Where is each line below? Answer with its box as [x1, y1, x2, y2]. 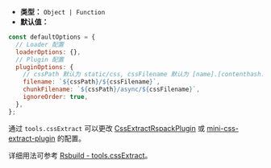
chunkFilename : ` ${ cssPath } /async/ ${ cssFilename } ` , [23, 85, 200, 94]
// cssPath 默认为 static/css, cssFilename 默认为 [23, 71, 190, 79]
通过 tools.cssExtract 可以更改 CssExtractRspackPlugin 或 [8, 123, 206, 133]
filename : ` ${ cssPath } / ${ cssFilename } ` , [23, 78, 161, 86]
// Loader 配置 [15, 40, 65, 48]
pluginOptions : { [15, 63, 74, 71]
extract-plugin [8, 133, 56, 143]
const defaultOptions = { [8, 33, 95, 41]
